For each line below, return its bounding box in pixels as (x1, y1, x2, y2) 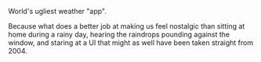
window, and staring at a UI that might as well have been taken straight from (8, 38, 253, 47)
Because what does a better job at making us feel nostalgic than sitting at (8, 22, 245, 30)
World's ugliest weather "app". (8, 7, 107, 15)
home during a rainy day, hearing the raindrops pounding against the (8, 30, 230, 39)
